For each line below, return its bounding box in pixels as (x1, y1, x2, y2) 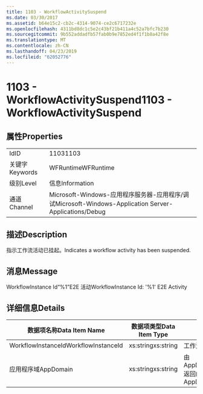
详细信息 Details (6, 302, 65, 313)
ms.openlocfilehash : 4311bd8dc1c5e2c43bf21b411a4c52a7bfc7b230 (6, 25, 169, 32)
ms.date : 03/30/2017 (6, 15, 59, 21)
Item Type (138, 330, 168, 339)
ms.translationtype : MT (6, 37, 66, 43)
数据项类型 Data (131, 322, 176, 331)
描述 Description (6, 230, 68, 240)
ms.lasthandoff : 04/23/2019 (6, 48, 77, 55)
